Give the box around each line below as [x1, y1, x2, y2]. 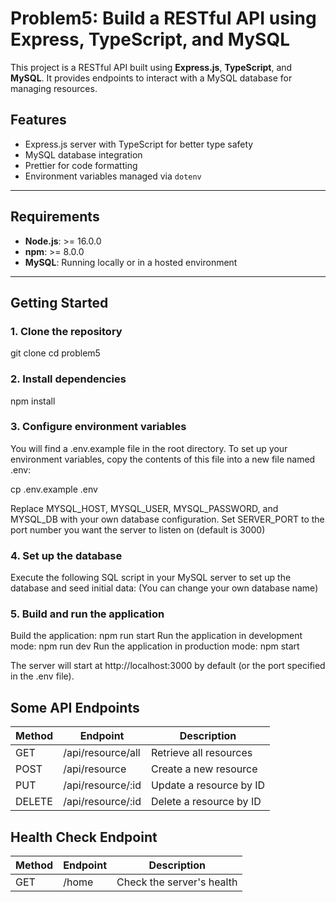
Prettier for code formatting [24, 159, 138, 171]
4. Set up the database [10, 548, 123, 562]
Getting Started [10, 294, 109, 311]
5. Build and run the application [10, 607, 165, 621]
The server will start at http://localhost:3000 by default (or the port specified [10, 660, 326, 672]
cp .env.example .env [10, 483, 98, 495]
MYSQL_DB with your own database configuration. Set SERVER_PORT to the [10, 513, 325, 525]
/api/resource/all [63, 746, 141, 760]
